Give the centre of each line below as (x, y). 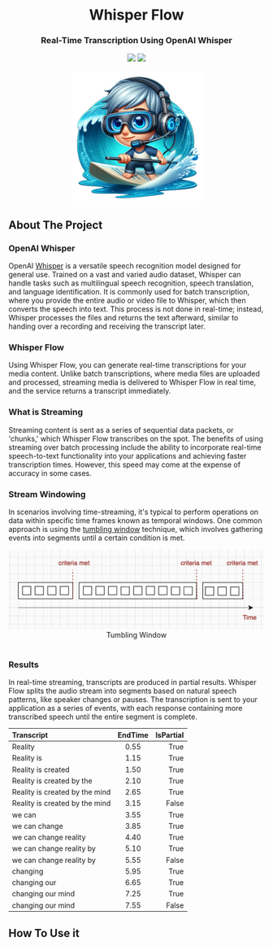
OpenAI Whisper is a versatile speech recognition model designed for (125, 266)
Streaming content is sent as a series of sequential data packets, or (121, 429)
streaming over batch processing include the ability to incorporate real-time (135, 447)
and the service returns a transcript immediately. (90, 391)
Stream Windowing (47, 494)
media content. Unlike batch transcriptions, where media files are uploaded (134, 374)
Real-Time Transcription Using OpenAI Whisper (136, 41)
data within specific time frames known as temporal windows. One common (135, 521)
